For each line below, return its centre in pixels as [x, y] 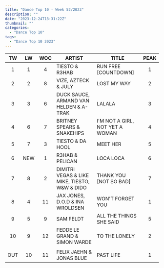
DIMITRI [65, 169]
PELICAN [67, 161]
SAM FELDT [70, 219]
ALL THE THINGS [117, 216]
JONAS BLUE [72, 258]
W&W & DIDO [72, 188]
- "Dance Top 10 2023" [32, 42]
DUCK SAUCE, [73, 95]
